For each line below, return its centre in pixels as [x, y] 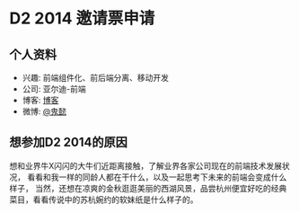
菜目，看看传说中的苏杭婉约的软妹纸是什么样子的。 [104, 200]
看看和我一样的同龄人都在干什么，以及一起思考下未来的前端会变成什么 [157, 177]
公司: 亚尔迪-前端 [54, 89]
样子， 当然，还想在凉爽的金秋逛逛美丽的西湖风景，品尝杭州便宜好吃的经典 [148, 188]
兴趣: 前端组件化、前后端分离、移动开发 [95, 78]
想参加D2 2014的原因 [69, 142]
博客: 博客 [40, 100]
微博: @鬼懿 [44, 111]
